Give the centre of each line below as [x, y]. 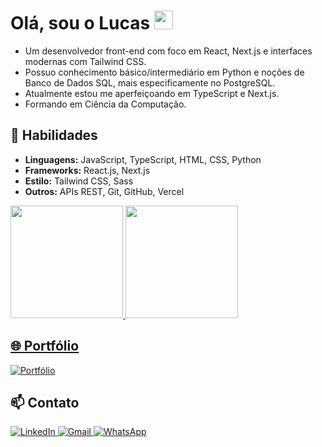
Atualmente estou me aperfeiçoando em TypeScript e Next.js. [152, 93]
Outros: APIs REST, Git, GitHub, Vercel [104, 191]
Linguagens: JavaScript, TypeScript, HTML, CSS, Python [143, 159]
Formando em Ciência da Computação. [105, 104]
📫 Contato [45, 402]
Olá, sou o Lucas [80, 23]
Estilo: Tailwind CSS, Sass [79, 181]
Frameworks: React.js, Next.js [87, 170]
